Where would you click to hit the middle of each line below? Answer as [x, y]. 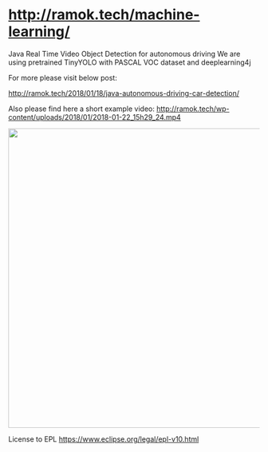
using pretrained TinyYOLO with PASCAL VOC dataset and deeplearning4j [130, 62]
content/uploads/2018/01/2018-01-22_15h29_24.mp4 [95, 117]
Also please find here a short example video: [82, 109]
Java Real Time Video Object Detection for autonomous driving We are [124, 54]
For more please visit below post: [63, 77]
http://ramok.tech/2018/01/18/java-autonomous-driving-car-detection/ [124, 93]
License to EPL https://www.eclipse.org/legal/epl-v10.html [104, 439]
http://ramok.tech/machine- [104, 15]
